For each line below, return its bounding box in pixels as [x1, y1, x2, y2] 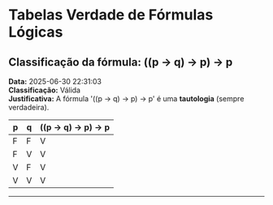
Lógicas [8, 23, 63, 41]
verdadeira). [8, 103, 50, 112]
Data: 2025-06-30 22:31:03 [8, 77, 102, 86]
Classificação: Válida [8, 85, 81, 95]
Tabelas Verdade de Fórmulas [8, 6, 214, 24]
